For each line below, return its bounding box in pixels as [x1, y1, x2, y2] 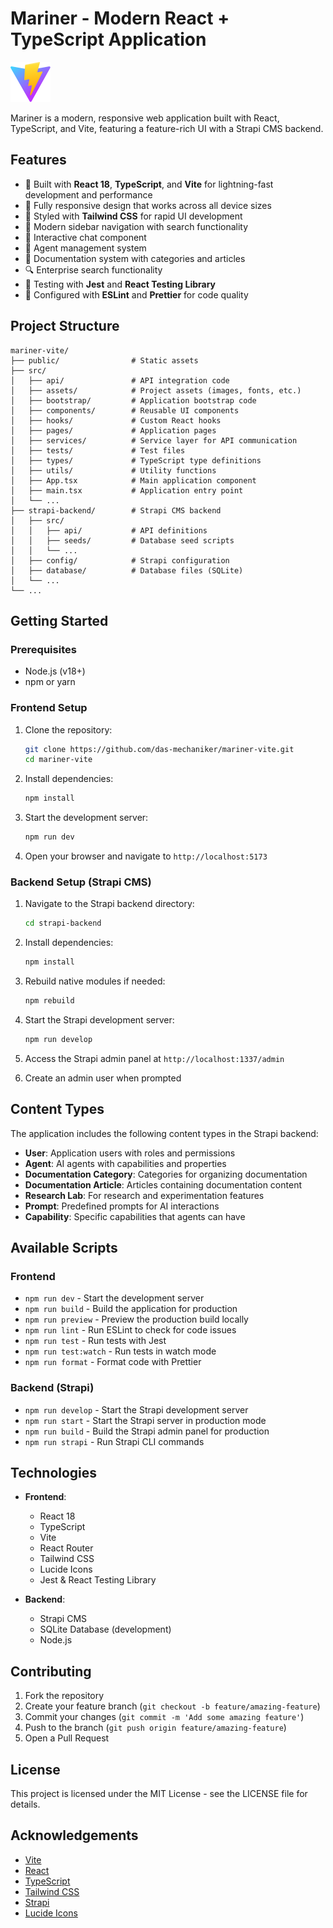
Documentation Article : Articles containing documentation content [24, 1178, 302, 1191]
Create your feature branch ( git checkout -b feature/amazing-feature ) [24, 1700, 321, 1712]
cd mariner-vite [24, 755, 93, 765]
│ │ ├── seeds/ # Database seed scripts [10, 535, 235, 546]
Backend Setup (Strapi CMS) [10, 875, 152, 889]
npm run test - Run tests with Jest [24, 1335, 167, 1347]
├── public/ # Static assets [10, 355, 199, 366]
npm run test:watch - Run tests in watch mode [24, 1345, 217, 1357]
